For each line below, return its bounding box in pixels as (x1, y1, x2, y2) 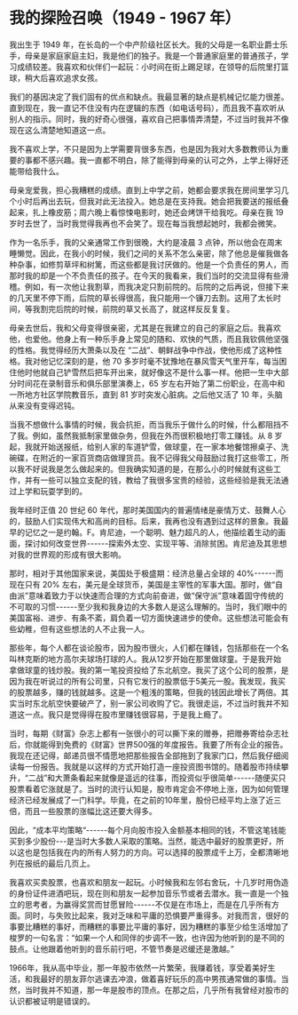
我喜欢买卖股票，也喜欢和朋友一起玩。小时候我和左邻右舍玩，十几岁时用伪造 (9, 876, 289, 887)
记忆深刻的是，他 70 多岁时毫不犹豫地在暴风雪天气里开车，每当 (47, 356, 279, 366)
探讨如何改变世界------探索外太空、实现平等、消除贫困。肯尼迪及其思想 (24, 538, 287, 548)
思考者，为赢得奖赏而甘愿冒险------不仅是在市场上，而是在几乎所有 (24, 899, 272, 909)
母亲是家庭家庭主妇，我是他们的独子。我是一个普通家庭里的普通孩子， (24, 50, 281, 60)
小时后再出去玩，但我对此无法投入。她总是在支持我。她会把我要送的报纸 (16, 196, 281, 206)
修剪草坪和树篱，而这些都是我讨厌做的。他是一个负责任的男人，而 (47, 259, 289, 269)
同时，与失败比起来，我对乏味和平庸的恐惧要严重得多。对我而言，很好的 (24, 910, 289, 921)
